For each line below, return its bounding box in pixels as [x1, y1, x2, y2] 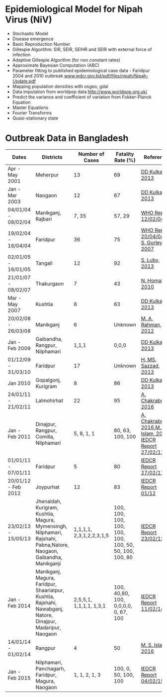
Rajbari [35, 215, 52, 222]
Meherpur [35, 171, 59, 178]
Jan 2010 [7, 380, 31, 387]
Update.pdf [12, 78, 36, 84]
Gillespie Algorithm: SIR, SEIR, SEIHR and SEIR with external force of [12, 46, 152, 52]
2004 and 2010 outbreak [12, 73, 64, 79]
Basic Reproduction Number [12, 41, 71, 47]
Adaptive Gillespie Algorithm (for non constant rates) [12, 57, 121, 63]
